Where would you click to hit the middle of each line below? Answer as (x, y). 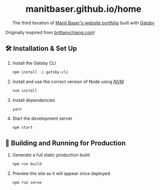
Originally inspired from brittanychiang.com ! (50, 32)
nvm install (25, 91)
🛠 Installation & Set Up (41, 49)
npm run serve (27, 182)
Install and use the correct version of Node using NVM (68, 81)
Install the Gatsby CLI (34, 63)
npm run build (27, 164)
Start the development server (42, 119)
